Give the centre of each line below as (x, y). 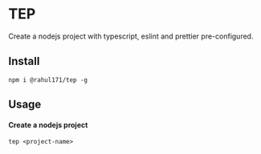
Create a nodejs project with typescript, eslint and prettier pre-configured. (131, 36)
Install (24, 61)
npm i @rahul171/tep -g (48, 80)
